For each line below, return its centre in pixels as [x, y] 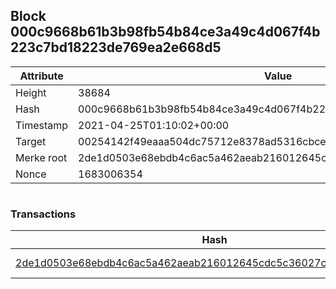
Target [31, 141]
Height [31, 92]
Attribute [41, 76]
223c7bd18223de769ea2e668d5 [116, 47]
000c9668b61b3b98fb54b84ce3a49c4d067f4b [165, 32]
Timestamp [42, 125]
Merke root [41, 157]
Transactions [43, 214]
